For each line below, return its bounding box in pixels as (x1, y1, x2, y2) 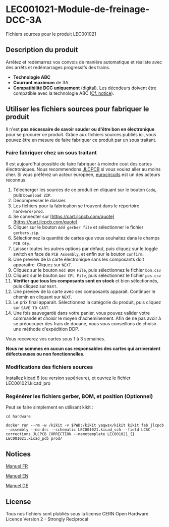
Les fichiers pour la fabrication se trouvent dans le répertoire (13, 203, 140, 209)
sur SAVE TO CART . (13, 304, 50, 311)
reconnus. (6, 177, 27, 183)
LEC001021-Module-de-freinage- (6, 4, 150, 15)
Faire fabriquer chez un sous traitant (6, 149, 97, 156)
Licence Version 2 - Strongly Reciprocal (6, 516, 89, 522)
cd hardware (6, 414, 31, 419)
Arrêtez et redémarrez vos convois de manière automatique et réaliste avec (6, 59, 162, 65)
